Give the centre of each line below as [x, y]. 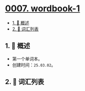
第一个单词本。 [27, 59]
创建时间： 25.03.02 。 [34, 65]
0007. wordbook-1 [42, 9]
